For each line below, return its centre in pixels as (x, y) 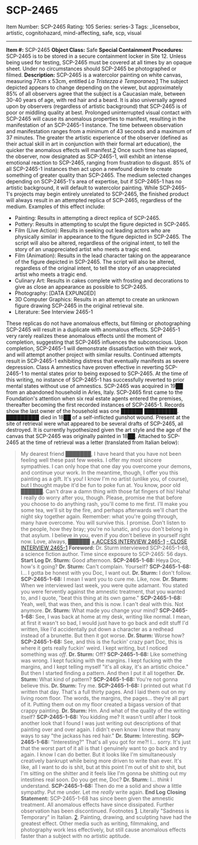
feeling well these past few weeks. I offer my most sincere (91, 460)
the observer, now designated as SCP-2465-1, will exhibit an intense (89, 156)
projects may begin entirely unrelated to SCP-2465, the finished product (101, 194)
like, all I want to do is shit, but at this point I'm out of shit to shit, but (103, 767)
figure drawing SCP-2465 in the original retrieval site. (79, 305)
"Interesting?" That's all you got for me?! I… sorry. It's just (121, 742)
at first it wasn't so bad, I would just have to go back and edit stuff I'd (104, 623)
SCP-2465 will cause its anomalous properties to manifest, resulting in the (96, 119)
